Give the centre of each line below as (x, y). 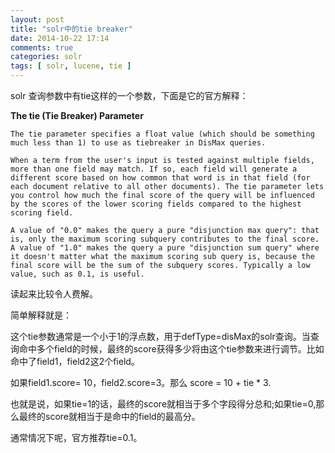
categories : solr (46, 57)
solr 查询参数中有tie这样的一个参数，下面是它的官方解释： (129, 95)
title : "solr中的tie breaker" (71, 29)
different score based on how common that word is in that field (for (160, 178)
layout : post (37, 19)
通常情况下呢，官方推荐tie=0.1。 (76, 437)
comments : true (42, 47)
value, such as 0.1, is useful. (77, 274)
